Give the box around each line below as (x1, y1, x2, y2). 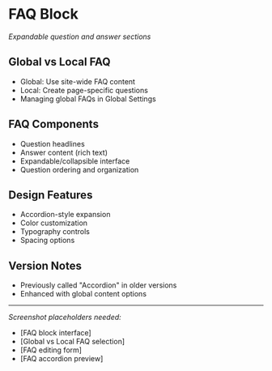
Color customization (19, 218, 87, 228)
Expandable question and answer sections (8, 32, 151, 41)
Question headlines (19, 139, 85, 148)
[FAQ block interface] (19, 328, 91, 338)
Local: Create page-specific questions (19, 85, 148, 95)
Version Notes (8, 258, 83, 272)
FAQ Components (8, 117, 100, 131)
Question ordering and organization (19, 164, 139, 174)
